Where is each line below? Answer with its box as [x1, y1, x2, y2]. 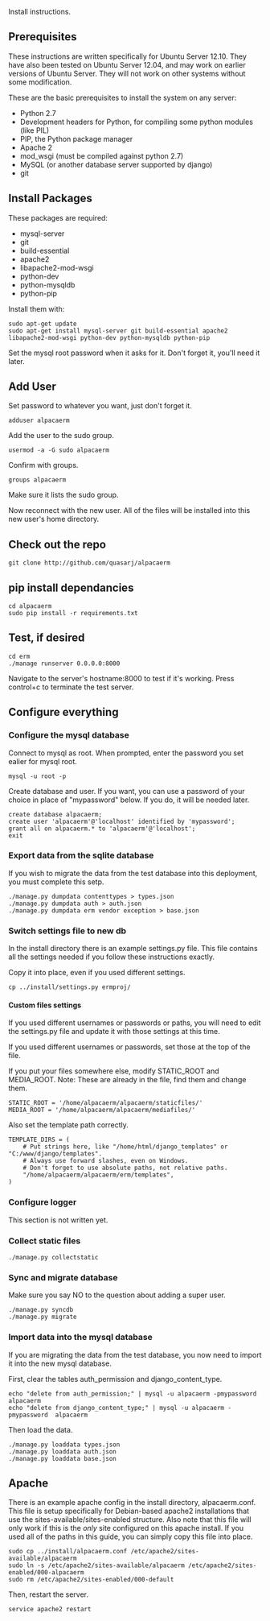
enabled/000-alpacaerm [8, 1569, 84, 1577]
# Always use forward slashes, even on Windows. [22, 1157, 189, 1165]
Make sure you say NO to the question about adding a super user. [8, 1290, 227, 1300]
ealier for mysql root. [8, 756, 78, 766]
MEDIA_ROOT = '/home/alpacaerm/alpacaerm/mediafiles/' [8, 1106, 196, 1114]
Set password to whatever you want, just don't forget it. [8, 401, 193, 411]
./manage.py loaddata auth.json [8, 1447, 117, 1456]
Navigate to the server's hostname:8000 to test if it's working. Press [8, 673, 235, 683]
